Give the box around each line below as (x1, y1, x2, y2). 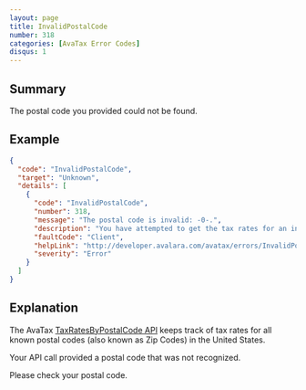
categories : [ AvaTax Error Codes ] (9, 38, 141, 48)
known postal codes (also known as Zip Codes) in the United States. (9, 334, 266, 345)
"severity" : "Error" (33, 249, 112, 258)
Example (9, 132, 60, 147)
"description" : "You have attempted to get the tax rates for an (33, 224, 287, 233)
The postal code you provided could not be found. (9, 105, 198, 116)
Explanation (9, 300, 79, 316)
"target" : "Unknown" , (17, 173, 100, 183)
